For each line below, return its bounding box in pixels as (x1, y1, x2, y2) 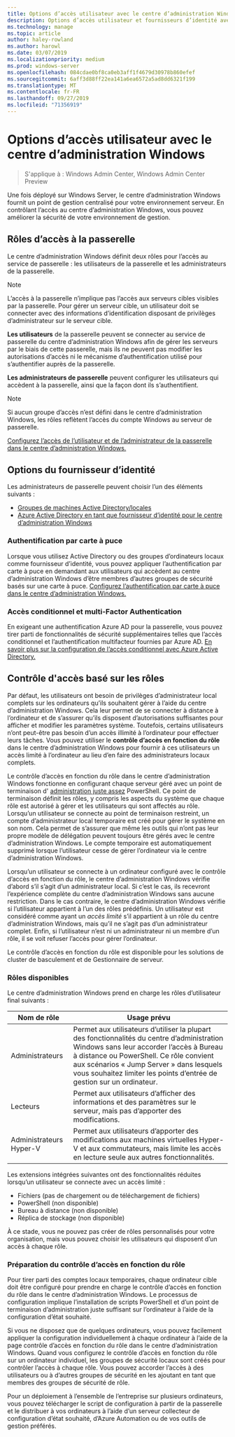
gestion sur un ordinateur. (73, 1077, 158, 1087)
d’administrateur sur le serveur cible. (7, 316, 113, 324)
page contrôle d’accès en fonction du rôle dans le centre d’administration (7, 1341, 218, 1349)
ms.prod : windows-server (7, 62, 80, 69)
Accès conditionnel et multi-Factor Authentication (7, 607, 182, 617)
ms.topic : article (7, 29, 61, 37)
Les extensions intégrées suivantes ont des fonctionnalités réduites (7, 1171, 201, 1179)
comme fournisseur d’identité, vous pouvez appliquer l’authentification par (7, 559, 222, 568)
